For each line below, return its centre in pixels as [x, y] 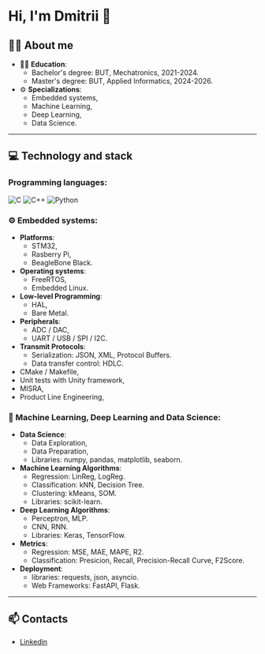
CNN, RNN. [50, 527]
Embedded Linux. [60, 288]
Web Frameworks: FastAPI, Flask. [86, 586]
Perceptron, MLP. [60, 519]
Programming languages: [58, 182]
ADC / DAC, [50, 329]
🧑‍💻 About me [41, 45]
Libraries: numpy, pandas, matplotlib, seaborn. [107, 460]
